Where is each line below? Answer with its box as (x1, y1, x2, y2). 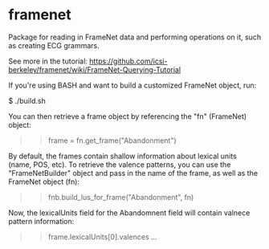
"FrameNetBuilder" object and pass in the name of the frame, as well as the (8, 168, 259, 178)
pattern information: (8, 216, 75, 226)
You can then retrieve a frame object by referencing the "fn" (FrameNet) (8, 111, 247, 121)
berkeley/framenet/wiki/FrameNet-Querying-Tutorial (8, 64, 181, 74)
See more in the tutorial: (8, 56, 88, 66)
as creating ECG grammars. (8, 40, 100, 50)
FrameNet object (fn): (8, 177, 80, 186)
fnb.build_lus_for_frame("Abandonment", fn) (47, 192, 194, 202)
